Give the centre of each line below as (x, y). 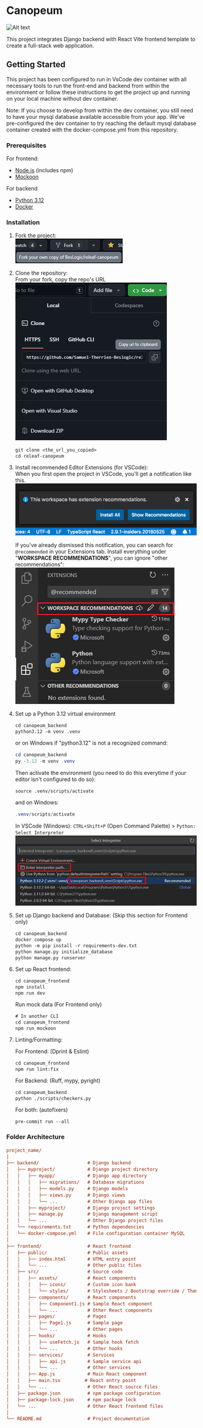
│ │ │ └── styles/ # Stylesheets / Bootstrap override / (96, 1291)
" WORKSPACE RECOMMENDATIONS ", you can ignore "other (91, 558)
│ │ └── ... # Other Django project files (85, 1221)
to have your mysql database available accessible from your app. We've (96, 116)
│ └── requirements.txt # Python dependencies (76, 1227)
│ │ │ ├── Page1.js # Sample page (64, 1323)
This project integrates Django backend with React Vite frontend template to (101, 39)
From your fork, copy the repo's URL (60, 280)
